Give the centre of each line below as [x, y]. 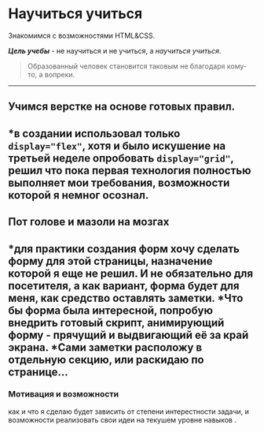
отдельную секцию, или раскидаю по [106, 359]
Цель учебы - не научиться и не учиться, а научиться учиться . [115, 50]
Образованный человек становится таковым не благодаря [126, 66]
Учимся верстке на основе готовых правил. [122, 107]
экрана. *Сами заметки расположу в [105, 347]
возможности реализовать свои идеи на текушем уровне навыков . [123, 419]
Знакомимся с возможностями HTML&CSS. [82, 35]
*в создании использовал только [94, 134]
